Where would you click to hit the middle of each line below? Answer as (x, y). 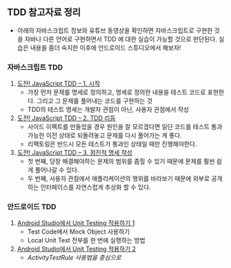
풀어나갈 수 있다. (57, 170)
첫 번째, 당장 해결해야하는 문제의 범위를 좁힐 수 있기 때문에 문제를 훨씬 (121, 162)
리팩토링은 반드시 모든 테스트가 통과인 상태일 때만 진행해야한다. (112, 144)
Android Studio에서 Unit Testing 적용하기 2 (77, 249)
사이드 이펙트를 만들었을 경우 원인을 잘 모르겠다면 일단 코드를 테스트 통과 (125, 127)
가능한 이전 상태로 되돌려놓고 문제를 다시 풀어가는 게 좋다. (105, 135)
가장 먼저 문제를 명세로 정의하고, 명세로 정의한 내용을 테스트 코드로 (117, 93)
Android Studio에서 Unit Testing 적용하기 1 (76, 223)
